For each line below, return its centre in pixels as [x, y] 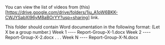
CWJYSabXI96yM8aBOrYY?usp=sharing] [48, 17]
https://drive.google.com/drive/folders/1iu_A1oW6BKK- [62, 12]
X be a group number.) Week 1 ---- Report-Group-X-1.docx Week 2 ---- [78, 32]
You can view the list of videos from [42, 7]
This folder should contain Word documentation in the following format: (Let [82, 27]
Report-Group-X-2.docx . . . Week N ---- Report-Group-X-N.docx [72, 37]
